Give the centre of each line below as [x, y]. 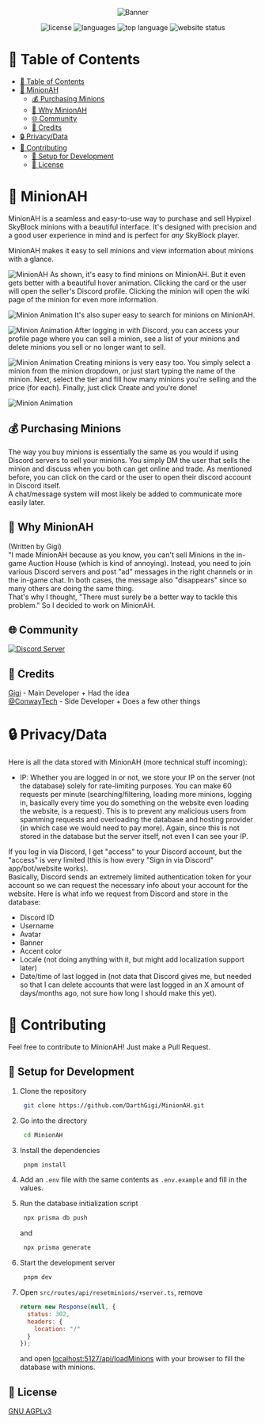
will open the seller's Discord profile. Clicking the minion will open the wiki [129, 291]
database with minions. [57, 1367]
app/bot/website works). [48, 869]
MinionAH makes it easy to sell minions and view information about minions [131, 250]
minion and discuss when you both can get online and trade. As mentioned [130, 469]
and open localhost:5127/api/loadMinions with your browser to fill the [132, 1359]
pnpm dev [38, 1277]
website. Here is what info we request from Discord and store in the [118, 894]
